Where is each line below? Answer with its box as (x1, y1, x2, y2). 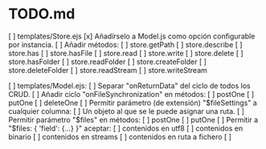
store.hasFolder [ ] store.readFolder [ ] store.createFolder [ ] (8, 57, 207, 66)
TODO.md (8, 5, 76, 23)
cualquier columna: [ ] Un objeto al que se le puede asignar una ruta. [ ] (8, 106, 245, 116)
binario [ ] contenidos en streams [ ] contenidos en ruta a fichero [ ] (8, 131, 231, 141)
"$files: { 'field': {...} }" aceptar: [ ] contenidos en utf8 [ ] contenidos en (8, 123, 243, 133)
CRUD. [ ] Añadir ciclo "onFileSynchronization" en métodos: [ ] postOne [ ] (8, 89, 255, 99)
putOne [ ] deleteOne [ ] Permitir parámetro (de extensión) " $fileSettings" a (8, 98, 257, 107)
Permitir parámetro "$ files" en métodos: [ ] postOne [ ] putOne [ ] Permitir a (8, 115, 259, 124)
